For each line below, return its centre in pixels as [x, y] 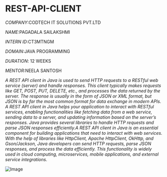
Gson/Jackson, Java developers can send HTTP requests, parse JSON [78, 143]
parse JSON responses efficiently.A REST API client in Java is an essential [82, 128]
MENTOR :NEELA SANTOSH [33, 71]
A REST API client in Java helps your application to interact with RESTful [80, 106]
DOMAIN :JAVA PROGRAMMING [38, 51]
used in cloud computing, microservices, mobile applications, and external [82, 154]
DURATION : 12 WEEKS [28, 61]
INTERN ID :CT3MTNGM [30, 42]
